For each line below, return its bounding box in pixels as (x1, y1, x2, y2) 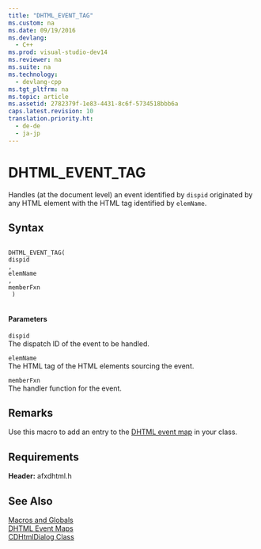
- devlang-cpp (15, 78, 62, 86)
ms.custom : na (8, 19, 55, 27)
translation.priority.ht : (8, 115, 93, 123)
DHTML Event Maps (8, 524, 74, 533)
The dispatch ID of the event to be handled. (8, 338, 150, 349)
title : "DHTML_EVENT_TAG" (8, 11, 93, 20)
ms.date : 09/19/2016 (8, 26, 77, 34)
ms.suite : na (8, 63, 51, 71)
